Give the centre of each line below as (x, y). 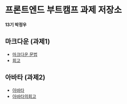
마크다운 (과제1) (28, 41)
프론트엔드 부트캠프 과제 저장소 (63, 10)
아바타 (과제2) (25, 77)
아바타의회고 (24, 96)
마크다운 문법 (25, 54)
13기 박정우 (16, 25)
